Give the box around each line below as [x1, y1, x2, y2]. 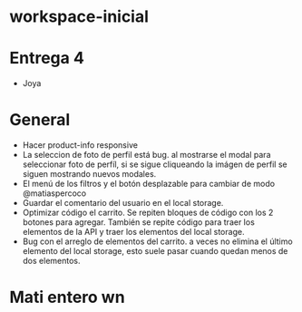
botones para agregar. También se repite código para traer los [22, 217, 256, 228]
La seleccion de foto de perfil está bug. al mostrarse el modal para [22, 150, 271, 161]
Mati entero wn [9, 288, 125, 307]
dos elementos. [22, 256, 81, 267]
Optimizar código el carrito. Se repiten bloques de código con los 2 [22, 207, 274, 219]
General [9, 110, 71, 131]
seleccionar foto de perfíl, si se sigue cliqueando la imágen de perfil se [22, 159, 287, 170]
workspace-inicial [9, 6, 150, 27]
